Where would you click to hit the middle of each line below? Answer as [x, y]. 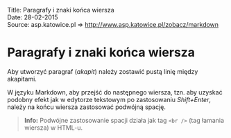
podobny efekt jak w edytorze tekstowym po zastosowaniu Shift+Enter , [109, 99]
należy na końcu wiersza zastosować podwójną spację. [87, 107]
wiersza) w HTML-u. [53, 128]
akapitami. [22, 79]
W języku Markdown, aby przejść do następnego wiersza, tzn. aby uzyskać [115, 92]
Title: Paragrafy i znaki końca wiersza [61, 10]
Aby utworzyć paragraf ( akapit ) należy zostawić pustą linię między [103, 71]
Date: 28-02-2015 [33, 17]
